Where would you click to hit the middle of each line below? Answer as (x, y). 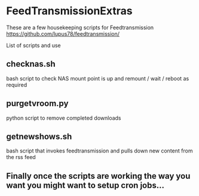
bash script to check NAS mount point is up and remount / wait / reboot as (98, 78)
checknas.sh (31, 64)
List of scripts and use (33, 45)
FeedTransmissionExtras (69, 11)
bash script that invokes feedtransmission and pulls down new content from (99, 151)
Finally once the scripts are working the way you (98, 176)
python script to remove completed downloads (64, 118)
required (17, 85)
